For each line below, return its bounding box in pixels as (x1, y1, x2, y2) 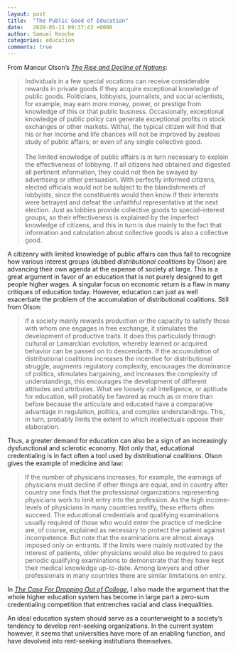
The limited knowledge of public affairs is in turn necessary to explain (24, 152, 229, 161)
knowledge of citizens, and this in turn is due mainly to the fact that (24, 221, 222, 229)
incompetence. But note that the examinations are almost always (24, 534, 215, 542)
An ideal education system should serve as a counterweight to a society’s (7, 614, 222, 622)
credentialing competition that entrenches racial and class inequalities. (7, 600, 215, 609)
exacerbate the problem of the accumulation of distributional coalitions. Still (7, 295, 229, 304)
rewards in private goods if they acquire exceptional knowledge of (24, 85, 219, 93)
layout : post (7, 10, 46, 18)
